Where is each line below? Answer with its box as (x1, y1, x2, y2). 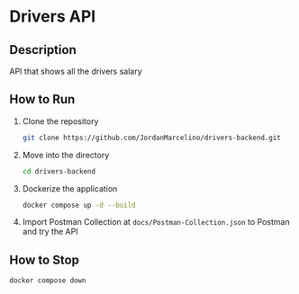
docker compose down (9, 276, 87, 285)
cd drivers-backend (22, 166, 96, 176)
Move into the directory (22, 149, 110, 160)
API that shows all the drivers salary (9, 66, 142, 76)
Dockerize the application (22, 183, 118, 194)
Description (9, 42, 77, 58)
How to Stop (9, 252, 79, 267)
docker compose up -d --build (22, 200, 137, 209)
